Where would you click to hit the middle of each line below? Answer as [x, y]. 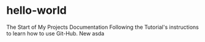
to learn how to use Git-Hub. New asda [55, 33]
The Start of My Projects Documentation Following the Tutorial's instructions [102, 27]
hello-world [37, 10]
